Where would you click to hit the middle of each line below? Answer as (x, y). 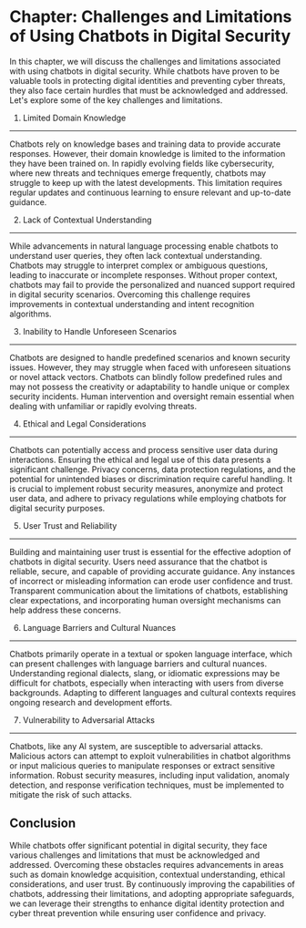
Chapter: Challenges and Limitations (151, 17)
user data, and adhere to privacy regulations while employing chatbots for (148, 498)
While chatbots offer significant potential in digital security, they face (138, 845)
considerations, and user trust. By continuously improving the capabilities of (153, 884)
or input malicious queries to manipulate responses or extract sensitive (143, 765)
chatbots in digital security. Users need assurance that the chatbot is (138, 562)
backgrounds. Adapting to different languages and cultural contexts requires (153, 692)
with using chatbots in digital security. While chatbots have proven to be (145, 71)
